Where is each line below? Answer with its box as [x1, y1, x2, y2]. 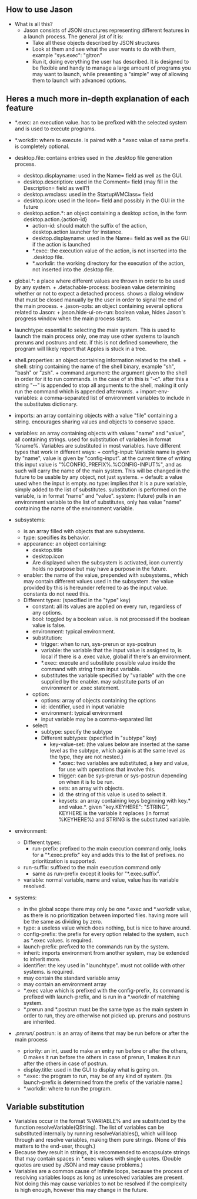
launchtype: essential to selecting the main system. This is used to [14, 326, 176, 333]
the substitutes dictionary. [14, 400, 78, 408]
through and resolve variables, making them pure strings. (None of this [14, 1136, 186, 1144]
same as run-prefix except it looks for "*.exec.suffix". [32, 870, 161, 877]
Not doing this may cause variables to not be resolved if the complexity [14, 1180, 188, 1187]
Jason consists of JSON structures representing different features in [23, 27, 189, 34]
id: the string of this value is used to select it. [58, 790, 168, 798]
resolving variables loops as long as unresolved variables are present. [14, 1174, 184, 1181]
